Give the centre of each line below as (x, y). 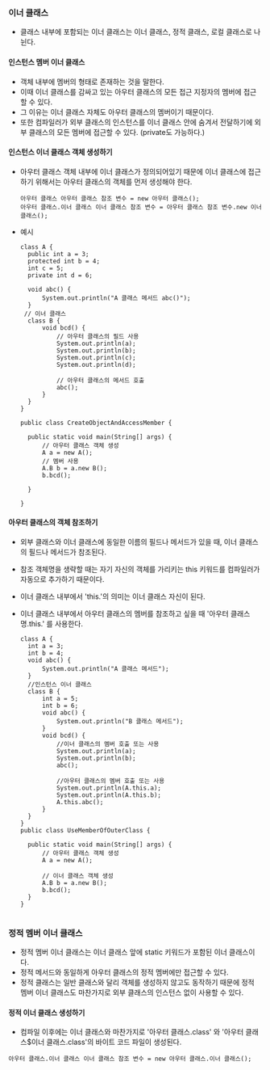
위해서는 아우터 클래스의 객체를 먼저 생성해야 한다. (114, 181)
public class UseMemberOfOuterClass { (85, 830)
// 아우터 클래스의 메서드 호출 (100, 380)
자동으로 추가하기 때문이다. (62, 579)
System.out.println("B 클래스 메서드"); (120, 721)
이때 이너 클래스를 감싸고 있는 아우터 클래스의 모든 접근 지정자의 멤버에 (131, 91)
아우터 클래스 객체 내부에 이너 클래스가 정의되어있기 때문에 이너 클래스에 (133, 171)
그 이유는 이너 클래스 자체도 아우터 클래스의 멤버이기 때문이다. (117, 112)
